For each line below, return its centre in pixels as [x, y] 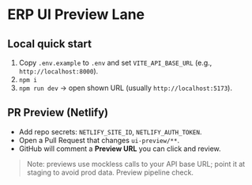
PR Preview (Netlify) [58, 113]
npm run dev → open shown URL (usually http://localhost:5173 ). [125, 88]
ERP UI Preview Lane [76, 15]
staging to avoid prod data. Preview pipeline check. [110, 172]
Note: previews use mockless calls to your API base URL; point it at [136, 164]
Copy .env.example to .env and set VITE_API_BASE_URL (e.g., [115, 62]
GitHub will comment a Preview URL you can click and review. [120, 149]
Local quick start [50, 44]
